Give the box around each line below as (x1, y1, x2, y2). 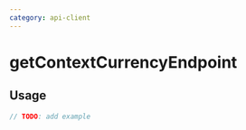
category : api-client (9, 13, 91, 23)
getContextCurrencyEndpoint (9, 51, 238, 72)
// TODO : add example (9, 112, 91, 121)
